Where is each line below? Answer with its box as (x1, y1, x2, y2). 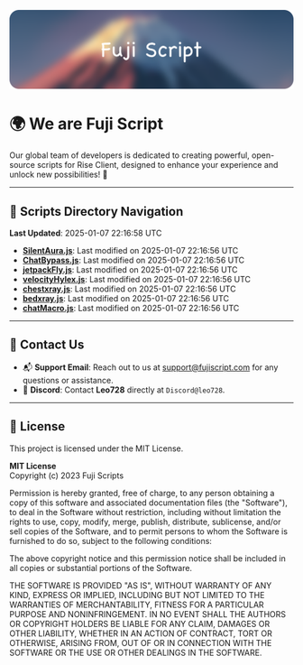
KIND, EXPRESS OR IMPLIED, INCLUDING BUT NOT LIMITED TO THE (9, 589, 265, 600)
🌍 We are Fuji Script (9, 114, 164, 134)
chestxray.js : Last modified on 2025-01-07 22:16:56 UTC (22, 283, 236, 294)
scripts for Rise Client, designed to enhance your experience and (37, 160, 279, 171)
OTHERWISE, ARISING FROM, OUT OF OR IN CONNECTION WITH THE (9, 637, 272, 648)
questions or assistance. (22, 374, 115, 385)
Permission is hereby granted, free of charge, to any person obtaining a (9, 487, 275, 498)
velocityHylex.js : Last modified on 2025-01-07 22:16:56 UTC (22, 274, 251, 285)
